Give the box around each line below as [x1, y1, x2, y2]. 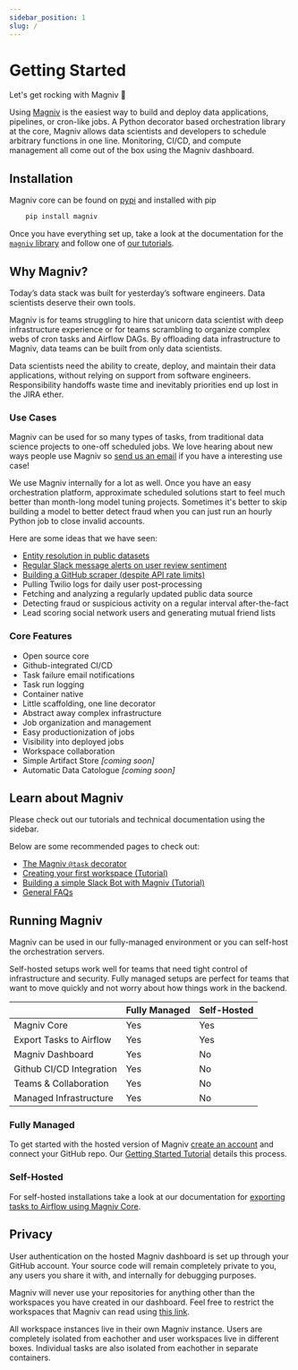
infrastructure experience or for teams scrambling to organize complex [9, 323, 271, 334]
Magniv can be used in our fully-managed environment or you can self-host [9, 937, 289, 948]
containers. [9, 1352, 51, 1363]
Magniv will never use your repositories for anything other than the [9, 1287, 255, 1297]
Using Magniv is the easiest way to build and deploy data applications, [9, 107, 269, 117]
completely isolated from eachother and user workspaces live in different [9, 1332, 279, 1344]
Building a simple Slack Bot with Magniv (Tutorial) [21, 877, 206, 888]
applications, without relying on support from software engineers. [9, 369, 251, 381]
